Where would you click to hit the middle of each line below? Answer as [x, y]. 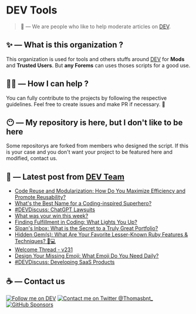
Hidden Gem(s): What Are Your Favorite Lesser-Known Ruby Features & [101, 235]
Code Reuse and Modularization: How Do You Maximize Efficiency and [100, 191]
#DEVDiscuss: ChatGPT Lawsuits [55, 210]
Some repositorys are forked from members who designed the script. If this [97, 146]
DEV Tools [32, 10]
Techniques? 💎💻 [35, 241]
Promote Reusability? [40, 197]
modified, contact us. [32, 158]
